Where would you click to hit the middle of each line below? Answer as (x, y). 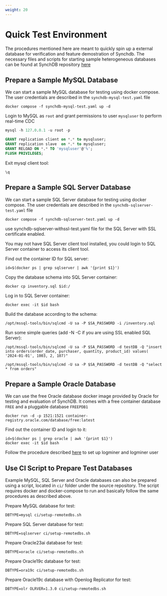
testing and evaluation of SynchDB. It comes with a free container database (83, 401)
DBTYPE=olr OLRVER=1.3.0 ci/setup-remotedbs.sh (56, 589)
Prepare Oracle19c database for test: (43, 561)
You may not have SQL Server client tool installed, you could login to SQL (80, 244)
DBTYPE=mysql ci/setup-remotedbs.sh (43, 515)
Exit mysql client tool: (27, 163)
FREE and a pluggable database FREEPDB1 (47, 407)
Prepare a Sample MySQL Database (62, 80)
